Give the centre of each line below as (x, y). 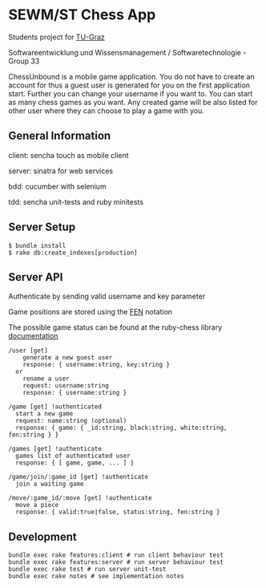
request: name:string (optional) (71, 421)
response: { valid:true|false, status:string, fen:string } (118, 512)
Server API (36, 277)
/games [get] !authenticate (55, 449)
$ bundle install (37, 245)
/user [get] (28, 351)
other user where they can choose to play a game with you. (106, 111)
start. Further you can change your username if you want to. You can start (131, 93)
